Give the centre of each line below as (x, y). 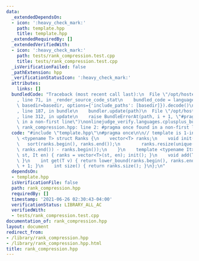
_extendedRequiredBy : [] (42, 39)
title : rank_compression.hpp (42, 249)
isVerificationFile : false (45, 183)
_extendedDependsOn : (37, 17)
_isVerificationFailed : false (49, 67)
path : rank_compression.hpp (46, 188)
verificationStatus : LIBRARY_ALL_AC (57, 205)
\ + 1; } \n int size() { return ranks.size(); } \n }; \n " (91, 166)
